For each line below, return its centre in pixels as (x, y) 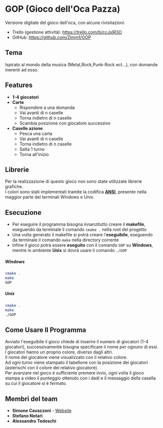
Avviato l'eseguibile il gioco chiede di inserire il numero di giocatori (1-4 (77, 342)
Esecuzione (23, 213)
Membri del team (31, 399)
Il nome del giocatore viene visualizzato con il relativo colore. (66, 357)
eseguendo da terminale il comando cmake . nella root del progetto (79, 229)
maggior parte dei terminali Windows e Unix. (50, 197)
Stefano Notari (27, 416)
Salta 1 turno (32, 149)
